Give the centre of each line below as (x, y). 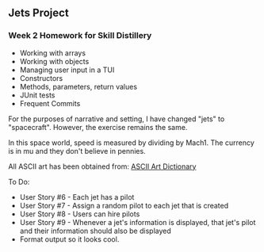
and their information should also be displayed (96, 231)
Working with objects (54, 61)
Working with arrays (52, 53)
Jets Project (38, 13)
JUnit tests (37, 95)
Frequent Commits (50, 103)
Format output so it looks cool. (69, 239)
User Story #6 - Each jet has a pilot (77, 197)
